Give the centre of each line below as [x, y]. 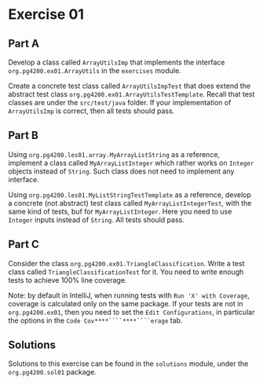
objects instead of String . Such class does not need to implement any [121, 171]
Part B [24, 135]
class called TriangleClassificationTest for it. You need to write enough [126, 272]
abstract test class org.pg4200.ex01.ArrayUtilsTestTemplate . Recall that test [131, 94]
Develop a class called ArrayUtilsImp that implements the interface [117, 62]
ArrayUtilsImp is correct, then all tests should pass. [91, 111]
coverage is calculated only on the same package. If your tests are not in [126, 303]
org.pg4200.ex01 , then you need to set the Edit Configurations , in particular [131, 312]
